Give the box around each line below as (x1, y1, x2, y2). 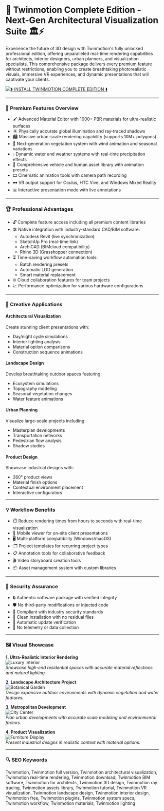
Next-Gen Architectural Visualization (5, 15, 159, 26)
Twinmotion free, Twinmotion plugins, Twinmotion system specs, (5, 795, 136, 801)
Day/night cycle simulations (12, 333, 68, 339)
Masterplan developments (12, 427, 65, 433)
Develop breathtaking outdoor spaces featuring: (5, 371, 102, 377)
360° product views (12, 474, 53, 480)
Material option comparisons (12, 344, 70, 350)
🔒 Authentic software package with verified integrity (12, 594, 117, 600)
